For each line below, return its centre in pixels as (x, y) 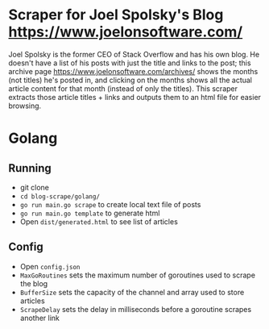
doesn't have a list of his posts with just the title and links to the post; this (130, 63)
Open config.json (50, 266)
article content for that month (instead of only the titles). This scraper (123, 88)
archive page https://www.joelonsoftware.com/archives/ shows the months (133, 71)
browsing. (25, 106)
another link (40, 318)
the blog (34, 283)
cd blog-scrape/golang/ (60, 196)
